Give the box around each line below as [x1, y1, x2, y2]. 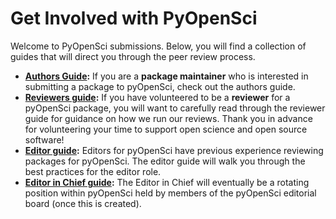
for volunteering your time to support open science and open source [24, 123, 308, 135]
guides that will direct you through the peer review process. [10, 50, 256, 62]
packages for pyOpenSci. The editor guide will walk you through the [24, 155, 306, 167]
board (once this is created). [24, 197, 142, 209]
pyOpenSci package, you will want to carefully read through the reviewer [24, 102, 326, 114]
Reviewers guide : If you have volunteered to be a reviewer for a [24, 91, 291, 103]
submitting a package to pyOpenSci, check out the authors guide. [24, 80, 296, 92]
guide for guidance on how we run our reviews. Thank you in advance [24, 112, 313, 124]
